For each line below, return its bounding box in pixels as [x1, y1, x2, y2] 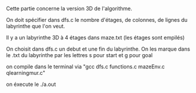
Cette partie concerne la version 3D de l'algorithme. [6, 5, 133, 12]
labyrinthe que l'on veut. [6, 23, 66, 29]
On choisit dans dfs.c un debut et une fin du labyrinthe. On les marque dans [6, 45, 191, 52]
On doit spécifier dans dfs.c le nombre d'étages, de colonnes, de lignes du [6, 16, 188, 23]
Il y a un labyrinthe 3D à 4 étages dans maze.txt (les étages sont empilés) [6, 34, 185, 41]
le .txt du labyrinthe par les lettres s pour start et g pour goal [6, 52, 153, 58]
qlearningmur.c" [6, 69, 45, 76]
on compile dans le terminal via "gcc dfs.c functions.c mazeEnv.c [6, 63, 165, 70]
